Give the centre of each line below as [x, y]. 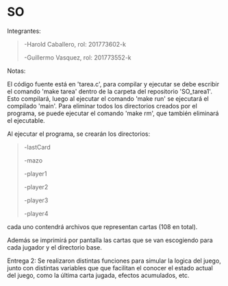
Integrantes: [24, 31]
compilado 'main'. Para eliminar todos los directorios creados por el [102, 106]
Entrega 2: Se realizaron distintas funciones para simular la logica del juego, [114, 261]
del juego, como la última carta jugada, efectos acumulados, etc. [98, 275]
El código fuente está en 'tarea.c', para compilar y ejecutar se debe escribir [113, 84]
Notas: [16, 71]
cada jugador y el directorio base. [55, 247]
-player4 [36, 213]
